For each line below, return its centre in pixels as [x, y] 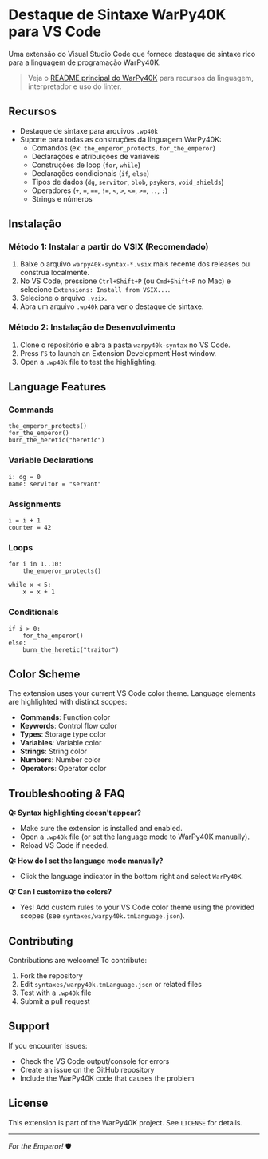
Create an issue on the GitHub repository [87, 1069]
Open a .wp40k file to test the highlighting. [88, 362]
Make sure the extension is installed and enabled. [101, 829]
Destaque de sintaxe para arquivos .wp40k [89, 130]
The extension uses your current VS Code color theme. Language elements [132, 693]
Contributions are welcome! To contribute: [78, 961]
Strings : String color [53, 751]
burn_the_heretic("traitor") [71, 649]
